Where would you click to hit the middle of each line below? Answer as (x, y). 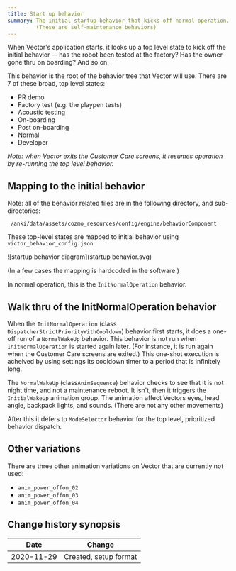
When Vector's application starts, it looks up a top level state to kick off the (117, 48)
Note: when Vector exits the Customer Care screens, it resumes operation (115, 156)
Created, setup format (100, 556)
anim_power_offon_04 (48, 503)
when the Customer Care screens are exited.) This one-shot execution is (113, 354)
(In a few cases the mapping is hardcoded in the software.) (93, 271)
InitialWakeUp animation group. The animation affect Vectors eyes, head (113, 398)
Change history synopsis (64, 525)
